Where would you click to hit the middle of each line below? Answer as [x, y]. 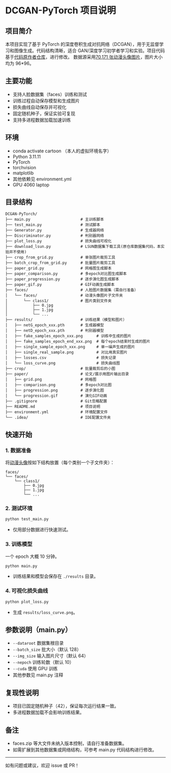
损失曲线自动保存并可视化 [39, 107]
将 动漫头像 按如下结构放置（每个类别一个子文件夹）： [60, 463]
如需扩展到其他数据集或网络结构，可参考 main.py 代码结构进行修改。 [84, 750]
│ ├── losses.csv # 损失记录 [61, 358]
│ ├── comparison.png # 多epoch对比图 [59, 385]
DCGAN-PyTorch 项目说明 [61, 10]
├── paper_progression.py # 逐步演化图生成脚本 [62, 279]
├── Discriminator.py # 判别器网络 [55, 236]
